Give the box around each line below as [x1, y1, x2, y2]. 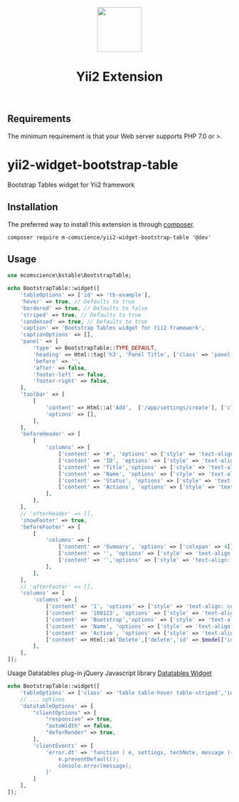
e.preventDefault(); [58, 756, 119, 763]
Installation [7, 201, 58, 213]
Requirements [7, 113, 71, 125]
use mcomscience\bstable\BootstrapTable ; [7, 272, 132, 279]
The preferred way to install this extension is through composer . [7, 220, 195, 228]
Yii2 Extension [75, 68, 164, 85]
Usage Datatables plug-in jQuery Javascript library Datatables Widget [7, 669, 212, 677]
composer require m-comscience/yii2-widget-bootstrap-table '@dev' [7, 234, 212, 241]
